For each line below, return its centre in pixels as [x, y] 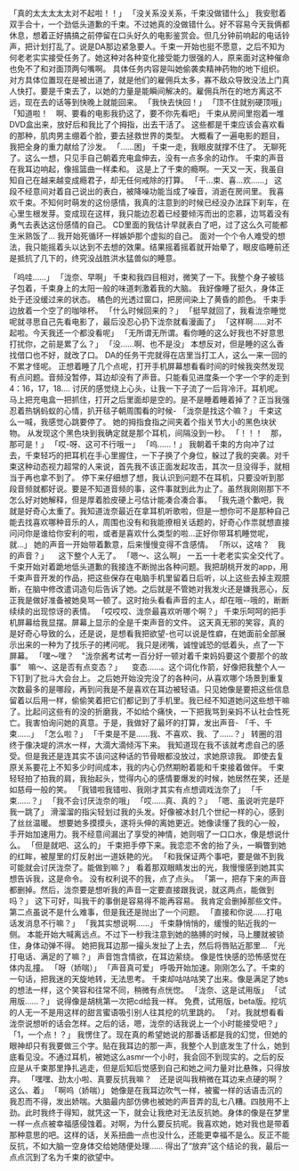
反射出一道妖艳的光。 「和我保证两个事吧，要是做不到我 [182, 856]
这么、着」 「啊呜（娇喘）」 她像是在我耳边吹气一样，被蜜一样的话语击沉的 [146, 1090]
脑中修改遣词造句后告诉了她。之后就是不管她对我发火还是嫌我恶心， [157, 589]
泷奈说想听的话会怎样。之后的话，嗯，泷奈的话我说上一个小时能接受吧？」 [145, 1024]
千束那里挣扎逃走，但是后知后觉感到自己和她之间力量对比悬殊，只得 [157, 1068]
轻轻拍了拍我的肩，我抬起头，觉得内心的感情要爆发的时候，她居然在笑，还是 [149, 778]
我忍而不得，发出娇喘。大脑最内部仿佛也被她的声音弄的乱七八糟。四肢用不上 [149, 1101]
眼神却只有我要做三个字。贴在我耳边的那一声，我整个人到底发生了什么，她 [145, 1046]
